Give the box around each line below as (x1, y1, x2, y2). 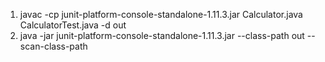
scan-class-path (19, 40, 88, 52)
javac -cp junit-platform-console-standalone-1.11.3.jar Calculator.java (19, 9, 303, 20)
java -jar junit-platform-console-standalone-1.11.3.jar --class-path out (19, 30, 305, 41)
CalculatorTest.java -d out (19, 19, 127, 31)
